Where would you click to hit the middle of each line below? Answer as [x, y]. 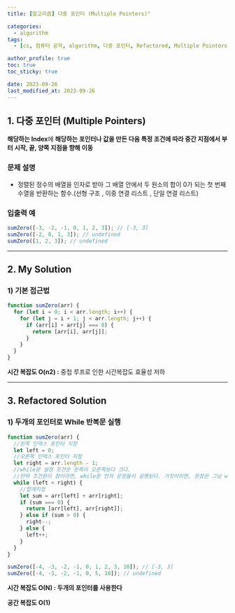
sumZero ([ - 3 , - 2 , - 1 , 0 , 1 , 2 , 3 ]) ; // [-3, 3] [78, 228]
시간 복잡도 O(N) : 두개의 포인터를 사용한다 [65, 588]
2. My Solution [40, 269]
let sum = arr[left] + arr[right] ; [72, 496]
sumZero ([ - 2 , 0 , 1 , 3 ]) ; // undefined [64, 234]
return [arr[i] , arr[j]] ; [70, 331]
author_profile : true [39, 59]
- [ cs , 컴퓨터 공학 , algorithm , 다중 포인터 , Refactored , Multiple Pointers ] [122, 46]
